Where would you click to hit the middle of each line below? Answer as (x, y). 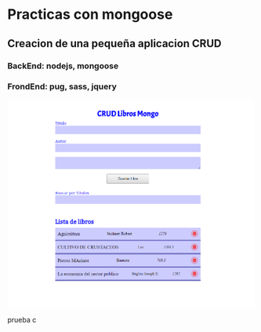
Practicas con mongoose (90, 15)
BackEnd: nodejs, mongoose (63, 66)
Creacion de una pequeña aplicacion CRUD (114, 44)
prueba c (22, 319)
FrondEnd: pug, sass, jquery (62, 86)
